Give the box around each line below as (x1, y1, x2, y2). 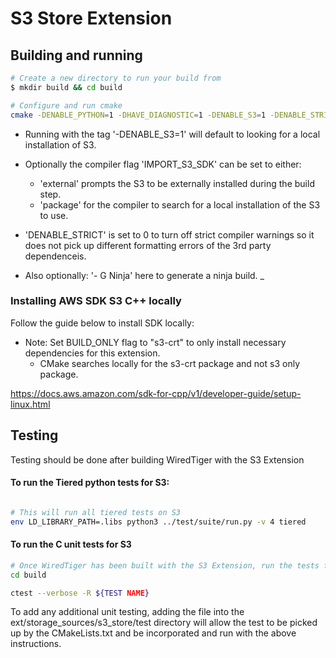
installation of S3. (24, 138, 97, 151)
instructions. (10, 638, 62, 650)
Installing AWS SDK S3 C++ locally (10, 294, 182, 308)
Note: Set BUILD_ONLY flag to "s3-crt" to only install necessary (24, 336, 287, 348)
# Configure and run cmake (10, 100, 123, 111)
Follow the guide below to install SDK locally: (10, 317, 195, 329)
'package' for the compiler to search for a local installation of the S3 (39, 198, 321, 211)
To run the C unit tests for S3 (10, 538, 132, 551)
